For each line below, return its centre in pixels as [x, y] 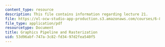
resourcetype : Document [29, 28]
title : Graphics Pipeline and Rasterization [51, 32]
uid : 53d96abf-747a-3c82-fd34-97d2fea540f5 [50, 37]
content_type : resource [29, 10]
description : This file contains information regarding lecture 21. [77, 14]
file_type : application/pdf [34, 23]
